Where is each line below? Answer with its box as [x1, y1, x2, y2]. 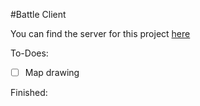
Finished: [10, 87, 48, 99]
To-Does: [10, 47, 49, 59]
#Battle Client [10, 9, 67, 20]
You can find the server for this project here [10, 28, 191, 39]
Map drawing [24, 67, 80, 78]
